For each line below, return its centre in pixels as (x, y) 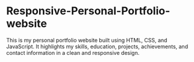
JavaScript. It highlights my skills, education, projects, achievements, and (97, 46)
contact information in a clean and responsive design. (73, 52)
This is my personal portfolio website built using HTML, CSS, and (87, 40)
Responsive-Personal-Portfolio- (88, 11)
